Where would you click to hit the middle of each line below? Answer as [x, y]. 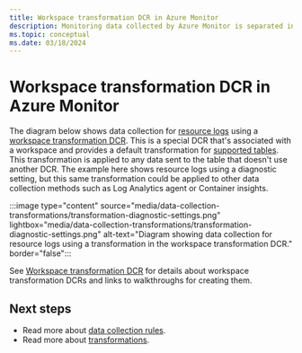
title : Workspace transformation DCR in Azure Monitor [114, 18]
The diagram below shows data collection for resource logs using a [134, 131]
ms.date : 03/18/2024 [48, 43]
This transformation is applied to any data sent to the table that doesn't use [148, 160]
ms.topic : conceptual [50, 34]
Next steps [40, 309]
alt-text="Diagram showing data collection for [187, 234]
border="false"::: [40, 253]
